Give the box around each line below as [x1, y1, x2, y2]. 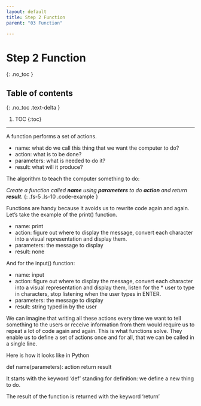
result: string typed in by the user [14, 303, 98, 310]
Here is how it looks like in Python [6, 352, 90, 359]
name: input [14, 271, 45, 278]
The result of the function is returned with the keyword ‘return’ [6, 393, 160, 400]
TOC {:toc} [14, 116, 42, 123]
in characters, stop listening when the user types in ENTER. [14, 290, 162, 298]
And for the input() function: [6, 260, 75, 267]
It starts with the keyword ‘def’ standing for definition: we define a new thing [6, 375, 194, 382]
